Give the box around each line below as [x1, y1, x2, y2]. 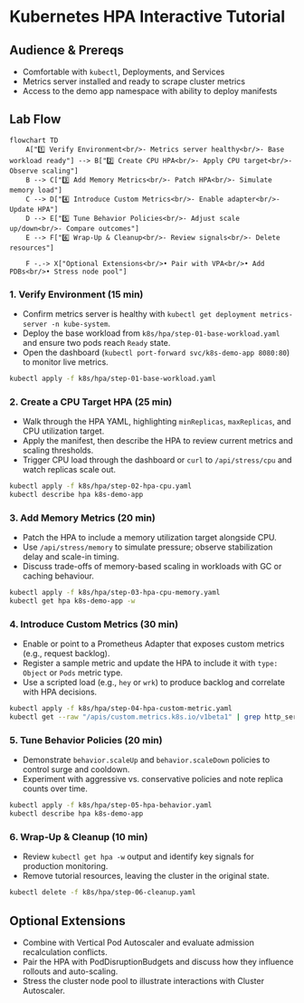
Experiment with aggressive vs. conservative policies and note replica [22, 774, 283, 785]
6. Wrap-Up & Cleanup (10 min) [9, 831, 148, 844]
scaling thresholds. [22, 445, 94, 456]
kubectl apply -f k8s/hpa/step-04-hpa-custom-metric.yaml [9, 704, 233, 713]
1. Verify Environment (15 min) [9, 288, 144, 301]
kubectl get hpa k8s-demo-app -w [9, 597, 136, 606]
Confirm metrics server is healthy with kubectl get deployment [22, 309, 257, 320]
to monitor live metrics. [22, 357, 109, 368]
